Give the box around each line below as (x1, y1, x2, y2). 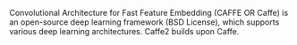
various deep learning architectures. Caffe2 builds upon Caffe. (9, 26, 240, 36)
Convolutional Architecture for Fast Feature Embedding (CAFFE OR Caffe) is (9, 8, 289, 18)
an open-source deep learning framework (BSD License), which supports (9, 17, 280, 27)
